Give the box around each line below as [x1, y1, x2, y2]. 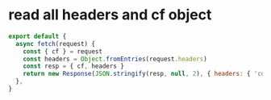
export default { [8, 32, 67, 40]
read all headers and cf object [8, 6, 212, 24]
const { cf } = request [23, 47, 103, 56]
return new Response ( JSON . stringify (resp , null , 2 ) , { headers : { [23, 70, 251, 78]
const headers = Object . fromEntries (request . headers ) [23, 55, 207, 63]
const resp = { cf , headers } [23, 62, 125, 70]
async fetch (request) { [15, 40, 95, 48]
